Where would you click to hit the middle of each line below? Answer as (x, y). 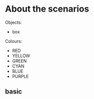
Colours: (14, 41)
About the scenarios (47, 9)
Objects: (13, 22)
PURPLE (20, 76)
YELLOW (21, 56)
